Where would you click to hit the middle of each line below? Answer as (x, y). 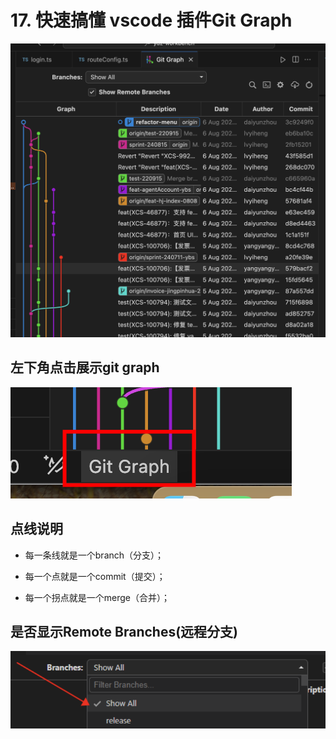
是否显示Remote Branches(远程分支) (124, 631)
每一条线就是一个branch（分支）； (94, 555)
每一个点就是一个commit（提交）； (95, 576)
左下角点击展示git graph (85, 367)
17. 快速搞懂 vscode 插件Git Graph (151, 20)
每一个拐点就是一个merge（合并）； (97, 597)
